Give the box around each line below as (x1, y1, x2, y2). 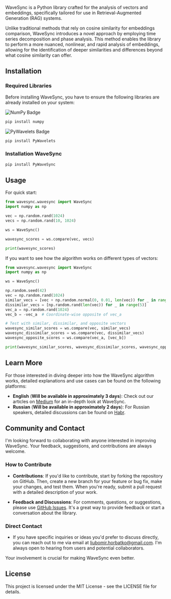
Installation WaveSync (5, 150, 62, 157)
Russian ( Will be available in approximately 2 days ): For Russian (12, 403, 150, 410)
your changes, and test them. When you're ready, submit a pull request (12, 484, 162, 490)
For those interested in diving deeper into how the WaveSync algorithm (5, 372, 154, 378)
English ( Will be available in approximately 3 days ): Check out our (12, 393, 154, 399)
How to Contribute (5, 461, 52, 468)
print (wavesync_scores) (5, 246, 56, 251)
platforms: (5, 383, 27, 389)
